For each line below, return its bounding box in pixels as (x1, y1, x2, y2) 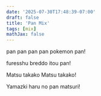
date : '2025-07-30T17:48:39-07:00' (6, 8, 96, 15)
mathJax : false (6, 31, 45, 37)
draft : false (6, 14, 39, 21)
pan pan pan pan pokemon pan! (6, 48, 86, 55)
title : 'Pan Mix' (6, 20, 50, 26)
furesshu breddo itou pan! (6, 60, 71, 67)
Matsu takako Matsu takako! (6, 71, 77, 78)
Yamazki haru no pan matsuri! (6, 83, 80, 91)
